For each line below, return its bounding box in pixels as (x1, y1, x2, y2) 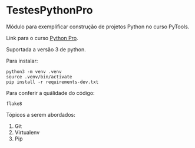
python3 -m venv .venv (6, 68, 62, 74)
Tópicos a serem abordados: (6, 111, 75, 118)
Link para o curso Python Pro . (6, 34, 78, 41)
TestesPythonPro (6, 4, 93, 17)
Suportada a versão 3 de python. (6, 45, 87, 53)
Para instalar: (6, 57, 38, 64)
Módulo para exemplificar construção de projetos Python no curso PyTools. (6, 23, 190, 30)
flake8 (6, 101, 22, 107)
